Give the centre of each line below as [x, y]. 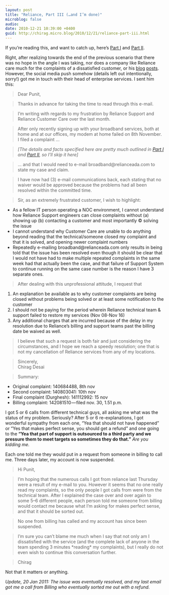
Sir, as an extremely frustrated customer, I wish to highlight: [79, 200]
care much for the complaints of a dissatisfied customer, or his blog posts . [82, 68]
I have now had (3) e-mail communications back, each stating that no [89, 179]
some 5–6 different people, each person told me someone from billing [90, 501]
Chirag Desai [31, 367]
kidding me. [17, 444]
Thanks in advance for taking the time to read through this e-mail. [86, 104]
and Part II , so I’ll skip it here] [48, 155]
